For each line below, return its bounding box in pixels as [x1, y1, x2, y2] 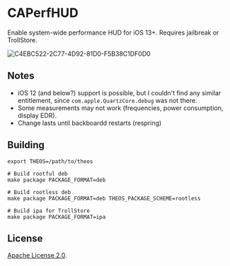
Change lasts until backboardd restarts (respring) [17, 119, 162, 127]
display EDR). [17, 111, 57, 119]
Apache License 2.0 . [7, 251, 67, 260]
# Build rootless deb [7, 188, 71, 195]
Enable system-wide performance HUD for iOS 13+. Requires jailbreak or [7, 28, 219, 37]
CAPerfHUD [7, 5, 79, 21]
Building [7, 139, 45, 151]
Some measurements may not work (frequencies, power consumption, [17, 104, 224, 112]
